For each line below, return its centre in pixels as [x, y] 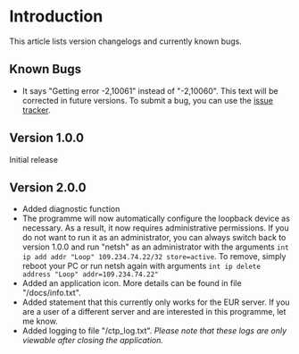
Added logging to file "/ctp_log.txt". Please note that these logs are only [154, 331]
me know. [40, 321]
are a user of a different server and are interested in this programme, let [154, 312]
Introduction [56, 17]
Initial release [33, 159]
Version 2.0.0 [48, 187]
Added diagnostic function [71, 209]
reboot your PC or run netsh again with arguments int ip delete [141, 266]
